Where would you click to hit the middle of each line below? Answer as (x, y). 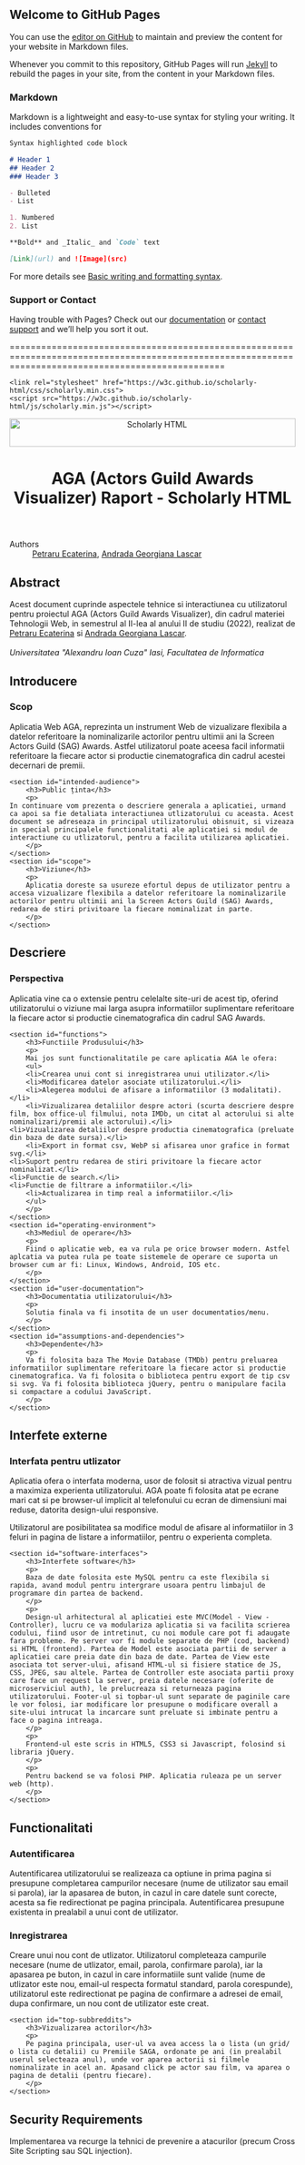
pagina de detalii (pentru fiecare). (81, 2076)
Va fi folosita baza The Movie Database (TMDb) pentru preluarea (152, 1360)
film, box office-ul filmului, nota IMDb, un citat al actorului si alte (152, 1114)
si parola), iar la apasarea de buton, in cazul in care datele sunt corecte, (143, 1893)
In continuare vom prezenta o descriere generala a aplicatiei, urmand (148, 806)
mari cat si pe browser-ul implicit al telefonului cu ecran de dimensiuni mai (148, 1501)
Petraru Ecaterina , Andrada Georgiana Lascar (117, 554)
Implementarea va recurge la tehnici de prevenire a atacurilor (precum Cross (152, 2141)
